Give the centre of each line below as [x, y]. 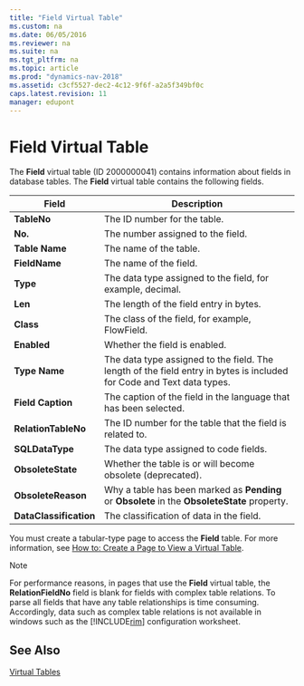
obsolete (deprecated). [153, 475]
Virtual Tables [35, 672]
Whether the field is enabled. [165, 345]
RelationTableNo [50, 429]
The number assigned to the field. [176, 234]
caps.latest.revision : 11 [58, 93]
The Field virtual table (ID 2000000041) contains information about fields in [150, 172]
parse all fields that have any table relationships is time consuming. [134, 603]
